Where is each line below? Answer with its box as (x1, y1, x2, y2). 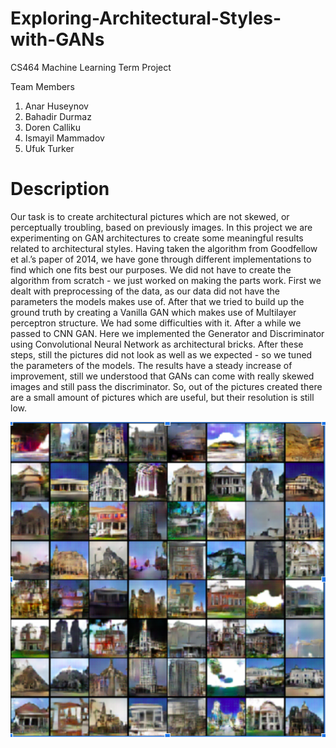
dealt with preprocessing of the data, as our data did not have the (10, 285, 281, 297)
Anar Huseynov (24, 100, 89, 112)
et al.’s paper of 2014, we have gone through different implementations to (10, 253, 312, 265)
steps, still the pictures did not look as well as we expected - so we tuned (10, 348, 313, 361)
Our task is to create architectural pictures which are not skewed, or (10, 210, 290, 222)
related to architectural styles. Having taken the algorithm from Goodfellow (10, 242, 318, 254)
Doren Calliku (24, 121, 81, 133)
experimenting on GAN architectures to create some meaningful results (10, 232, 304, 244)
